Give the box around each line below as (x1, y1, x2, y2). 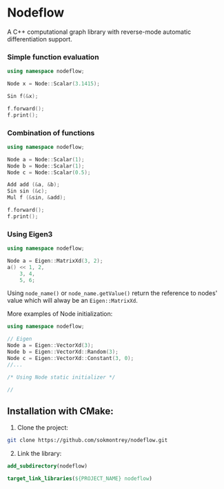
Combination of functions (7, 128, 95, 137)
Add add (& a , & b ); (7, 181, 60, 188)
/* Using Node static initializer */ (7, 374, 116, 381)
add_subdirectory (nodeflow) (7, 463, 88, 470)
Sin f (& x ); (7, 92, 39, 99)
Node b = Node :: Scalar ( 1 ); (7, 162, 85, 170)
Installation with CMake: (7, 405, 114, 417)
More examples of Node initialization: (7, 310, 113, 318)
